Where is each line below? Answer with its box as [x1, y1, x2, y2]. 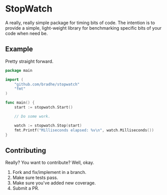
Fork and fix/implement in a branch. [12, 169, 87, 175]
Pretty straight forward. [5, 58, 54, 64]
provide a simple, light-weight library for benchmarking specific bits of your [5, 25, 162, 31]
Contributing [5, 146, 46, 155]
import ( [5, 77, 24, 82]
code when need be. [5, 30, 48, 36]
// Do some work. [14, 114, 51, 119]
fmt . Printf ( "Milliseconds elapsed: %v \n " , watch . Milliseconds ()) [14, 128, 154, 133]
